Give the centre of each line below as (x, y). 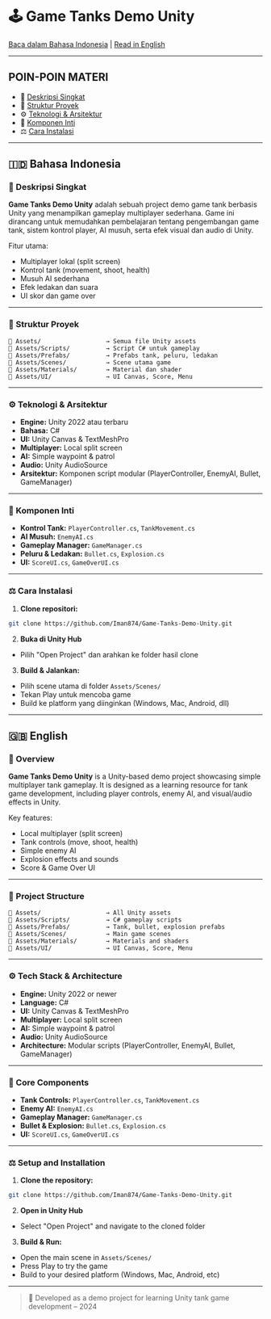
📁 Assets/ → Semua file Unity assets (102, 341)
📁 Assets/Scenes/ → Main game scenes (90, 935)
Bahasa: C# (40, 431)
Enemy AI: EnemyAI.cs (57, 1109)
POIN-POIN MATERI (58, 77)
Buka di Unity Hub (51, 639)
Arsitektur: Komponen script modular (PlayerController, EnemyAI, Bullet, (140, 473)
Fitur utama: (28, 246)
